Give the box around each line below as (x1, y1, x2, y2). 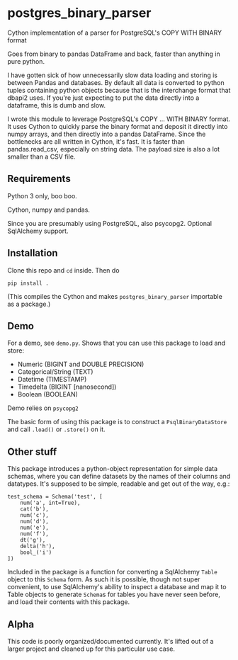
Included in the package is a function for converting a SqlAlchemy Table (7, 568, 217, 576)
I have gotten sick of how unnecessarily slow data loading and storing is (7, 71, 218, 79)
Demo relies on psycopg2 (7, 404, 79, 412)
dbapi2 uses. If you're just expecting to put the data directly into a (7, 93, 200, 102)
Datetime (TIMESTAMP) (17, 375, 87, 384)
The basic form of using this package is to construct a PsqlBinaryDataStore (7, 418, 227, 426)
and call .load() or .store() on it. (7, 425, 106, 433)
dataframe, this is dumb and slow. (7, 101, 106, 109)
